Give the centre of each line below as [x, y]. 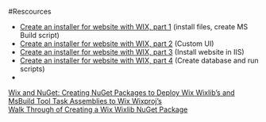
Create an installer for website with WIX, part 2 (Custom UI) [117, 44]
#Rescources [30, 11]
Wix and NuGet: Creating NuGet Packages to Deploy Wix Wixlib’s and [122, 93]
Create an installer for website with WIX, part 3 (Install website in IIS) [132, 52]
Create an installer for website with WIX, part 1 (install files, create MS [134, 27]
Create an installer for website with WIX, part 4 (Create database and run [139, 60]
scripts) [32, 69]
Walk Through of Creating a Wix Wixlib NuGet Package [98, 109]
